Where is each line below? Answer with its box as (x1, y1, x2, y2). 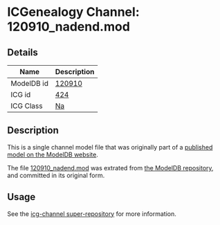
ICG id (10, 90, 31, 99)
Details (7, 46, 38, 58)
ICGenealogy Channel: (7, 4, 140, 20)
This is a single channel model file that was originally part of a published (7, 143, 213, 151)
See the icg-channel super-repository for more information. (7, 209, 176, 218)
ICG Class (10, 101, 43, 111)
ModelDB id (10, 79, 49, 88)
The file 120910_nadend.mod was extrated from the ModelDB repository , (7, 163, 214, 172)
